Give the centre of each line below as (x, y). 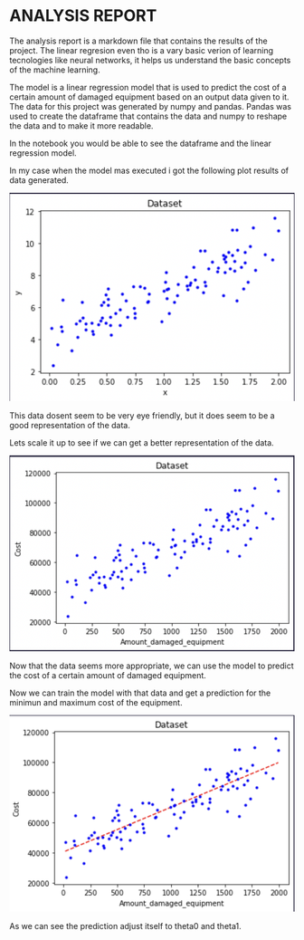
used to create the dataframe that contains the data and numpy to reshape (148, 116)
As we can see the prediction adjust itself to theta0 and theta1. (125, 926)
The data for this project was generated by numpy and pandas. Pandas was (151, 106)
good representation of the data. (70, 425)
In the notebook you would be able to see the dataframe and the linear (140, 143)
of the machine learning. (55, 70)
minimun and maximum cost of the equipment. (96, 703)
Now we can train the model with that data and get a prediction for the (140, 693)
